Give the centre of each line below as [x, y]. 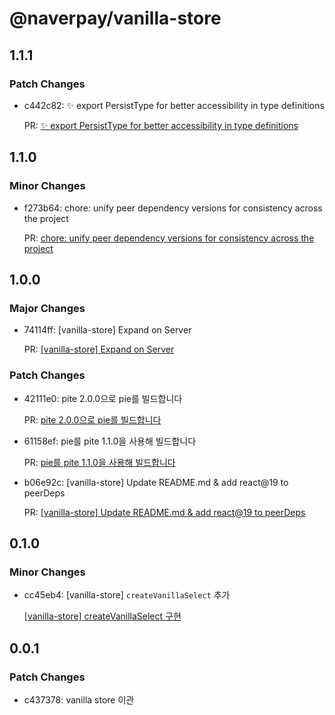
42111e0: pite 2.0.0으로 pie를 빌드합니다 [103, 398]
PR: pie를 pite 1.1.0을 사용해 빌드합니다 [99, 462]
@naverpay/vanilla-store [115, 18]
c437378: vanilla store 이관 [79, 699]
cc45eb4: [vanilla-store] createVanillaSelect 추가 [127, 595]
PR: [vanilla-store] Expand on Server [99, 349]
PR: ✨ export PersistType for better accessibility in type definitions [161, 125]
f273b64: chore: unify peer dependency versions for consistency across [173, 208]
